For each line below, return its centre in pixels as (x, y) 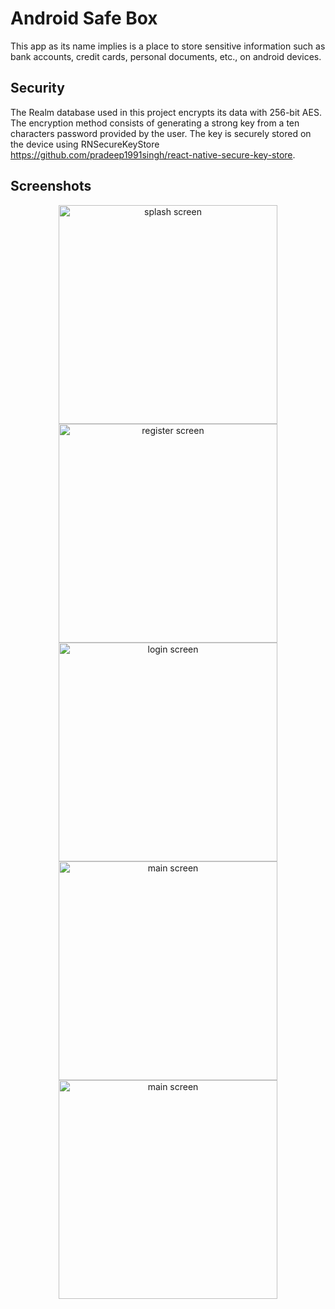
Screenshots (51, 186)
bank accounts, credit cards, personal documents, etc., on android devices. (166, 56)
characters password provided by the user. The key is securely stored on (161, 133)
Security (37, 88)
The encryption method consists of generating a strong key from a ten (155, 123)
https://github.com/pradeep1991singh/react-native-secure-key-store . (153, 154)
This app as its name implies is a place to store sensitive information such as (168, 46)
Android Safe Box (84, 18)
